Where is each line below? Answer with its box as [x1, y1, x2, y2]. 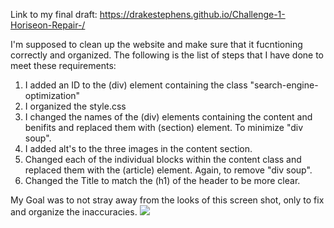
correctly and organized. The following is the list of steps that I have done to [10, 49, 324, 61]
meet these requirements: [10, 60, 117, 71]
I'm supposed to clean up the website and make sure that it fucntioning [10, 39, 303, 50]
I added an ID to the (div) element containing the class [24, 79, 248, 91]
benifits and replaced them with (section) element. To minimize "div [24, 122, 304, 133]
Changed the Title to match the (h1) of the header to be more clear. [24, 175, 301, 186]
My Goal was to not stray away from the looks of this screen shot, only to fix [10, 194, 325, 206]
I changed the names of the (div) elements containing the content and [24, 111, 313, 123]
